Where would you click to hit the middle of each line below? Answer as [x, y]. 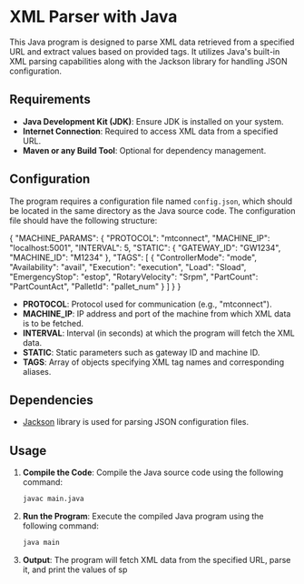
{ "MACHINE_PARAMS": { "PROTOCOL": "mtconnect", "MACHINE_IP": [140, 237]
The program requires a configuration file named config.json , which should [151, 201]
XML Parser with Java [93, 17]
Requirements [50, 100]
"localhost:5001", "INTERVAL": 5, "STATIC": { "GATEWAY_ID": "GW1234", [145, 247]
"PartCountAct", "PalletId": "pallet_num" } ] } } [95, 286]
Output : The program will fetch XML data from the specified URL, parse [157, 559]
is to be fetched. [53, 323]
